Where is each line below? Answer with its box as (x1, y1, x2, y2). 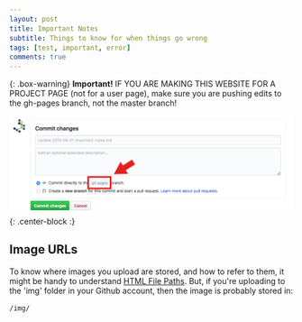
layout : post (9, 14, 59, 23)
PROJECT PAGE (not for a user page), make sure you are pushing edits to (9, 88, 282, 99)
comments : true (9, 52, 67, 62)
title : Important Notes (9, 23, 99, 33)
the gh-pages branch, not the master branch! (9, 97, 178, 108)
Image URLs (9, 242, 78, 257)
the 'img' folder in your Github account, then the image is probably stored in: (9, 285, 294, 296)
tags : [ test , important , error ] (9, 43, 131, 52)
